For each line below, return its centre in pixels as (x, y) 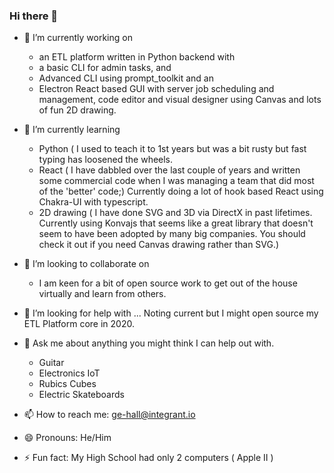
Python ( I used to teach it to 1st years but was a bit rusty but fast (172, 149)
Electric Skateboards (81, 395)
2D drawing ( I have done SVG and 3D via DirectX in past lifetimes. (175, 213)
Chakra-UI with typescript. (93, 202)
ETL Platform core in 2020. (79, 324)
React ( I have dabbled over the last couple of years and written (169, 170)
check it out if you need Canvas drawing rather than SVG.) (159, 245)
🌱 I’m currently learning (72, 130)
